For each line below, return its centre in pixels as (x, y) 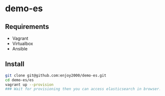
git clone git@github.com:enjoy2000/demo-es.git (56, 75)
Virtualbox (23, 44)
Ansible (20, 49)
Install (15, 64)
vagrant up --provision (29, 84)
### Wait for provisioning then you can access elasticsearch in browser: (83, 89)
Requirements (27, 27)
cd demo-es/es (20, 80)
